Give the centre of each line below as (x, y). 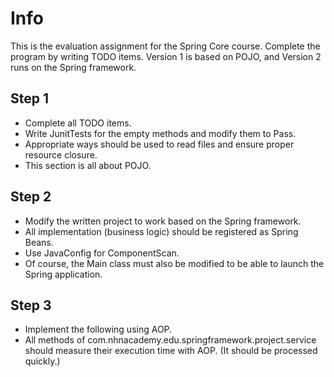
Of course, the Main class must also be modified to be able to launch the (174, 263)
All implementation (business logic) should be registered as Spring (161, 231)
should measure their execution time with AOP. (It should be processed (171, 351)
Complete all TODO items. (78, 123)
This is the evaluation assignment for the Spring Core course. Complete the (165, 46)
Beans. (39, 242)
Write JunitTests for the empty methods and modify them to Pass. (160, 133)
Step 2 (31, 197)
